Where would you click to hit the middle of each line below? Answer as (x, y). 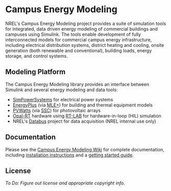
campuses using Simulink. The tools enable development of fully (73, 34)
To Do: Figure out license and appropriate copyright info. (65, 183)
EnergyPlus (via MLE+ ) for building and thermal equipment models (83, 105)
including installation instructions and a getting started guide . (70, 155)
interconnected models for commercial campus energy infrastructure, (79, 40)
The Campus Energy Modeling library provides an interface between (77, 84)
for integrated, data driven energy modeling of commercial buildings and (82, 29)
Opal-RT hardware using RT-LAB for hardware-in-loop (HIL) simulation (87, 116)
